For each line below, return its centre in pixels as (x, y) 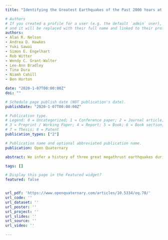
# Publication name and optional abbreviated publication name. (73, 143)
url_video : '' (20, 225)
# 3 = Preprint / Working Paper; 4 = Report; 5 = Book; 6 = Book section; (85, 125)
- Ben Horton (19, 79)
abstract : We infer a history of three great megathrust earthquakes (79, 157)
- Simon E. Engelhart (28, 51)
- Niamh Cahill (21, 75)
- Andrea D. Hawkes (25, 42)
